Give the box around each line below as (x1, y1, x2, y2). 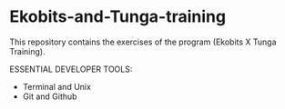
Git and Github (22, 91, 77, 102)
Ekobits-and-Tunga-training (9, 6, 226, 27)
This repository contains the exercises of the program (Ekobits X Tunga (9, 36, 277, 47)
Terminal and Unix (22, 81, 91, 92)
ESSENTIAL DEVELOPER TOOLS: (9, 64, 133, 74)
